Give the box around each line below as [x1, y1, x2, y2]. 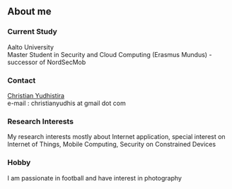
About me [7, 6, 52, 18]
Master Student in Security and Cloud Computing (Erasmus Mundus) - [7, 50, 212, 59]
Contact [7, 75, 36, 85]
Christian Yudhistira [7, 91, 65, 99]
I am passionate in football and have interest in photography [7, 173, 182, 182]
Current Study [7, 27, 58, 37]
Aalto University [7, 42, 54, 51]
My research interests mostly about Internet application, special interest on [7, 133, 226, 141]
